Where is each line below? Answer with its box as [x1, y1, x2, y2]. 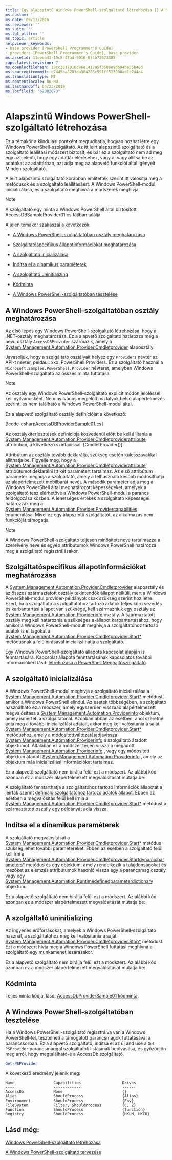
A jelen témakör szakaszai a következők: [5, 221, 91, 228]
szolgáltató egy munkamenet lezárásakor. [5, 949, 93, 955]
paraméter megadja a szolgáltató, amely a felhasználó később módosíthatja [5, 474, 165, 480]
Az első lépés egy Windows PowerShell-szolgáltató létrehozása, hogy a [5, 328, 157, 334]
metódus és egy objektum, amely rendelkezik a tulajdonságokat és [26, 862, 166, 868]
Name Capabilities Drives [5, 1080, 137, 1085]
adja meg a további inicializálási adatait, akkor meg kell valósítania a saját [5, 721, 160, 727]
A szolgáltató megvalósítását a [5, 834, 70, 841]
